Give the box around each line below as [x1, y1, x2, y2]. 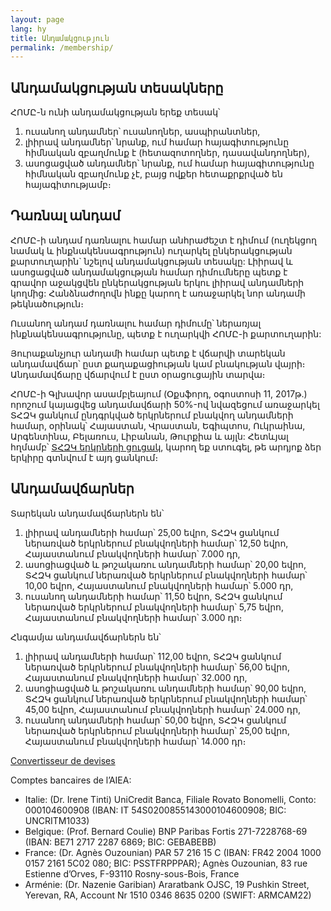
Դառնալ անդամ [10, 207, 121, 225]
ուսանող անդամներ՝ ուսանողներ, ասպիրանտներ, [24, 126, 261, 138]
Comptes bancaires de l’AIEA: [10, 774, 132, 786]
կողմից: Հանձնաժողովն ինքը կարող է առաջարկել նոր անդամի [10, 287, 306, 299]
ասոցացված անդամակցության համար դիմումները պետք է [10, 266, 288, 278]
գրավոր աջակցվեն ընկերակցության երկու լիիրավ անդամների [10, 276, 305, 288]
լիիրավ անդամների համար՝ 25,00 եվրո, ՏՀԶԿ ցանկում [24, 526, 280, 538]
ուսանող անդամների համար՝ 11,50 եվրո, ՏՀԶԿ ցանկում [24, 590, 283, 602]
